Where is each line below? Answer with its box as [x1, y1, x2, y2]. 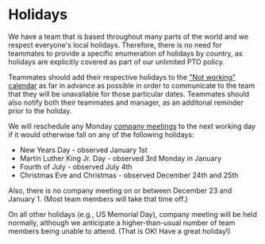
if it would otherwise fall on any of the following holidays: [8, 129, 194, 139]
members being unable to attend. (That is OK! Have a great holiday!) [8, 226, 232, 235]
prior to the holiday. [8, 105, 72, 116]
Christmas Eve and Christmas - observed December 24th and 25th [19, 170, 239, 180]
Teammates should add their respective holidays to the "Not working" [8, 72, 236, 82]
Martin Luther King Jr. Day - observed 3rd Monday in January [19, 153, 222, 163]
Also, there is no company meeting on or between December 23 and [8, 185, 232, 195]
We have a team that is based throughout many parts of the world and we [8, 32, 248, 41]
